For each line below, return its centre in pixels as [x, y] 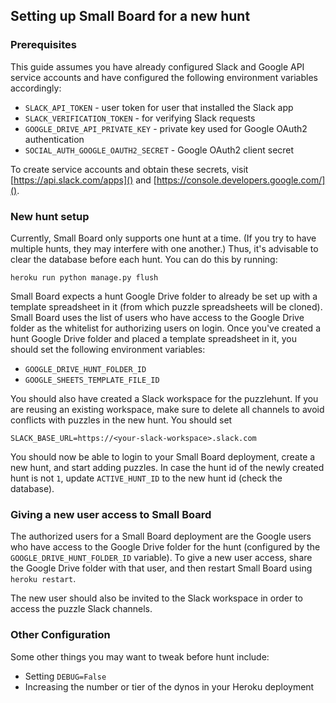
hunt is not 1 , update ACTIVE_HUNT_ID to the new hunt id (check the [146, 478]
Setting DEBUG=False [65, 676]
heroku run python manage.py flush [84, 277]
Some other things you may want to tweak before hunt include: [140, 656]
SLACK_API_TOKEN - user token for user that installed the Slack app [159, 107]
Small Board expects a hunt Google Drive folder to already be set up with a [164, 296]
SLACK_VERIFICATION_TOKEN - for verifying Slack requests [140, 118]
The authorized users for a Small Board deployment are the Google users [161, 536]
